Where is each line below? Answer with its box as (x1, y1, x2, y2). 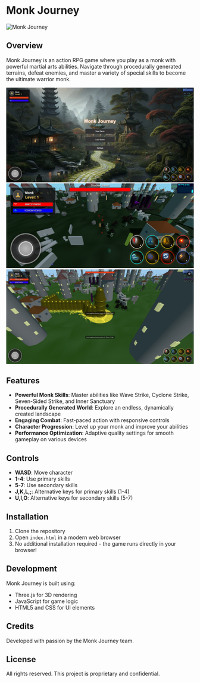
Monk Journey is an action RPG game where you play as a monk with (6, 56, 176, 63)
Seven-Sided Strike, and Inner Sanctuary (14, 398, 115, 405)
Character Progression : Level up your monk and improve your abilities (14, 423, 189, 430)
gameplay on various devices (14, 436, 87, 443)
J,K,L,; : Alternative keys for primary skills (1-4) (14, 488, 130, 496)
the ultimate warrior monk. (6, 75, 71, 82)
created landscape (14, 410, 61, 418)
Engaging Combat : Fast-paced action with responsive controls (14, 417, 170, 424)
